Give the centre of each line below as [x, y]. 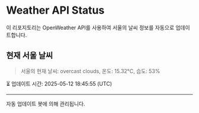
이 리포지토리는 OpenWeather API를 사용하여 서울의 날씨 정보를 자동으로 [90, 27]
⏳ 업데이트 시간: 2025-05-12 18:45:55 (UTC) [59, 83]
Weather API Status [55, 10]
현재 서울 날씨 [30, 56]
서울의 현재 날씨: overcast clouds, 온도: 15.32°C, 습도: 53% [90, 71]
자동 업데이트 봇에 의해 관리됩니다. [46, 103]
